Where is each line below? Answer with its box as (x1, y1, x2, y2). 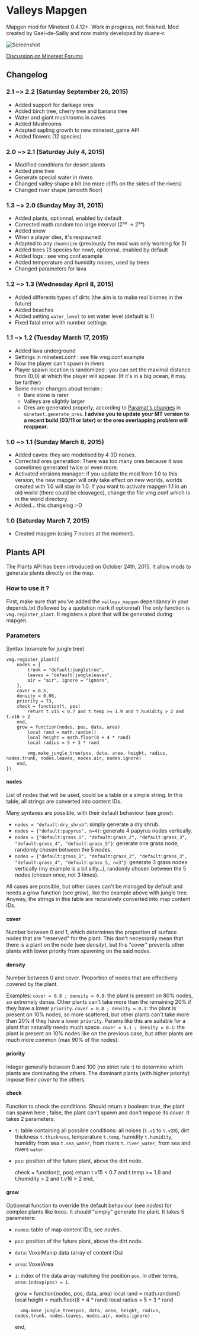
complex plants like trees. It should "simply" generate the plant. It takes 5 (6, 1208, 185, 1215)
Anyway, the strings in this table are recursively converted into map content (6, 896, 191, 903)
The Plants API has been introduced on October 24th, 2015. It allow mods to (6, 563, 191, 571)
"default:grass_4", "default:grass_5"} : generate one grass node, (14, 840, 179, 847)
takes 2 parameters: (6, 1115, 55, 1122)
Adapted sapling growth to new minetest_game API (14, 126, 140, 134)
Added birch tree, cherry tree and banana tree (14, 108, 127, 115)
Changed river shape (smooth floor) (14, 186, 102, 193)
